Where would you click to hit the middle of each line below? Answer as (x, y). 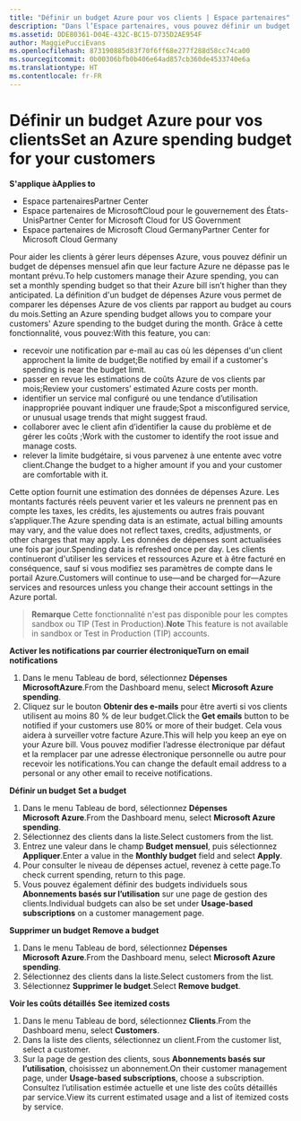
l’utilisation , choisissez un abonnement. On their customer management (155, 1068)
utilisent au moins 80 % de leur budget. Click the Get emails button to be (155, 716)
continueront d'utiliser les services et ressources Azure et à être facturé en (148, 559)
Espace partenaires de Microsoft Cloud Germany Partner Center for (146, 229)
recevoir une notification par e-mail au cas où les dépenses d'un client (152, 350)
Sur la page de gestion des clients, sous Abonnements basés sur (144, 1059)
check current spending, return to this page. (104, 874)
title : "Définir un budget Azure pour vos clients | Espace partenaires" (150, 18)
